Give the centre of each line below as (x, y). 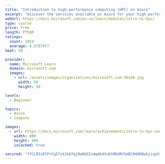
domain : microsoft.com (33, 69)
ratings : (14, 37)
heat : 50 (14, 50)
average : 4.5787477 (29, 46)
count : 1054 (22, 42)
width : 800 (25, 136)
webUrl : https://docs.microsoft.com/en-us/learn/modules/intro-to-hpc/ (80, 19)
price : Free (17, 28)
